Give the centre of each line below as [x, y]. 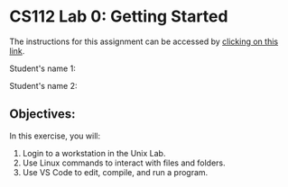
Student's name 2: [44, 85]
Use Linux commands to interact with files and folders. [124, 163]
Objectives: [42, 114]
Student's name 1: [43, 68]
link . [17, 50]
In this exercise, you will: [55, 136]
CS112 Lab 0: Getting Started [119, 17]
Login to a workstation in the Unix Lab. [94, 153]
